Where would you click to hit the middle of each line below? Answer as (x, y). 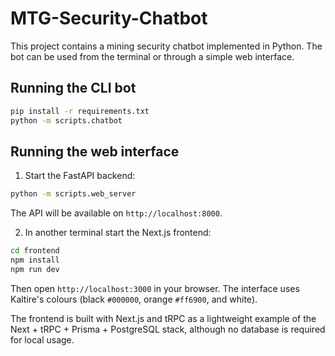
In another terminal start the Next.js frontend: (118, 233)
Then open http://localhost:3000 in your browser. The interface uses (155, 288)
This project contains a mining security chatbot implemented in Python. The (166, 46)
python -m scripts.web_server (73, 194)
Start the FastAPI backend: (80, 176)
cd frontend (35, 251)
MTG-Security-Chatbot (109, 18)
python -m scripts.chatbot (66, 120)
